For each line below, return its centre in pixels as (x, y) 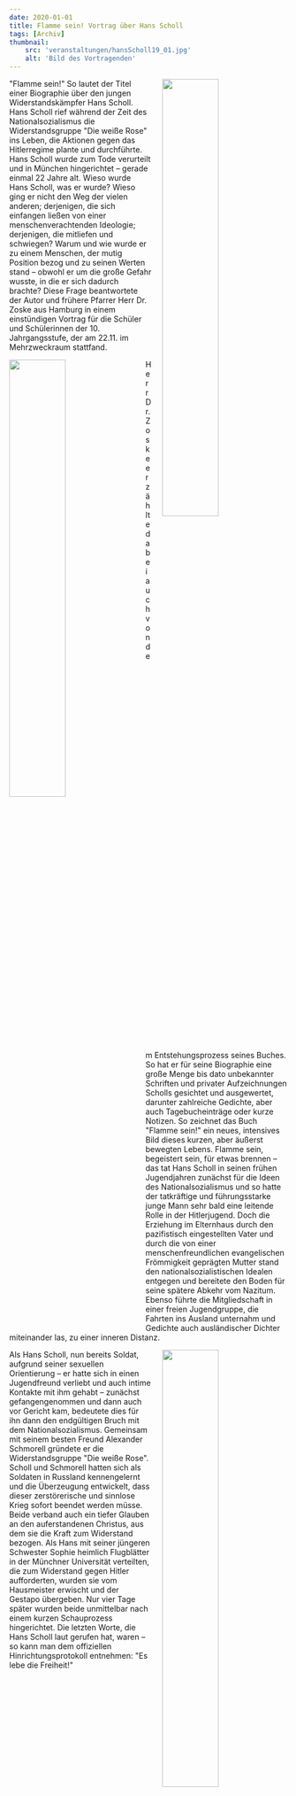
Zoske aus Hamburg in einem (63, 310)
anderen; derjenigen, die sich (63, 206)
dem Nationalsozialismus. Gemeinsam (79, 1430)
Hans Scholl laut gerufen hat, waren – (77, 1637)
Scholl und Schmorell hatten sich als (75, 1467)
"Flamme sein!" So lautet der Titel (70, 84)
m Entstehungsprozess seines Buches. (216, 1055)
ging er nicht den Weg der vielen (68, 197)
